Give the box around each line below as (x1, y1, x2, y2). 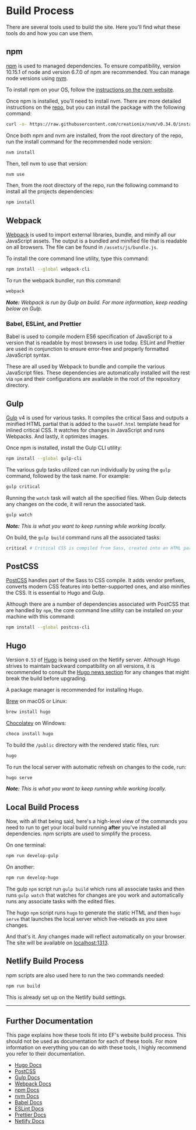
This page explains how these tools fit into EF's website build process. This (6, 1032, 187, 1039)
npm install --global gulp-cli (6, 455, 82, 461)
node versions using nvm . (6, 74, 68, 81)
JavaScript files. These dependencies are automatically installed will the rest (6, 369, 190, 376)
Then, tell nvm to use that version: (6, 160, 88, 167)
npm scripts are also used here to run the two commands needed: (6, 971, 165, 979)
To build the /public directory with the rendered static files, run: (6, 741, 160, 748)
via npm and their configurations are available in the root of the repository (6, 375, 181, 383)
